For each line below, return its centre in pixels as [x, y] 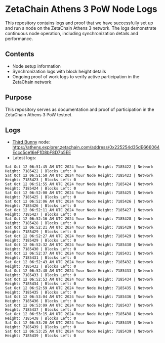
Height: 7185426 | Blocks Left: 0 [41, 206]
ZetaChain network [32, 82]
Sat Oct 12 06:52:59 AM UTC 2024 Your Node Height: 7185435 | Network [79, 288]
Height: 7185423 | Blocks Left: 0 [41, 180]
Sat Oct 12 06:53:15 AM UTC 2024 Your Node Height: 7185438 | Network [79, 314]
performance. [19, 39]
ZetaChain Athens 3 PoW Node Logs [81, 9]
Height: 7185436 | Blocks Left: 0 [41, 301]
